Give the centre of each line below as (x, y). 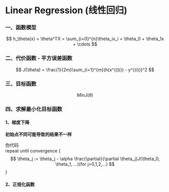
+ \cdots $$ (85, 44)
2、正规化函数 (20, 184)
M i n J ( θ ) (85, 95)
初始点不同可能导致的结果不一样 (38, 134)
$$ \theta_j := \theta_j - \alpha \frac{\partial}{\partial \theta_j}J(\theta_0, (85, 159)
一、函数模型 (21, 27)
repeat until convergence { (33, 151)
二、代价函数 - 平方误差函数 (39, 58)
